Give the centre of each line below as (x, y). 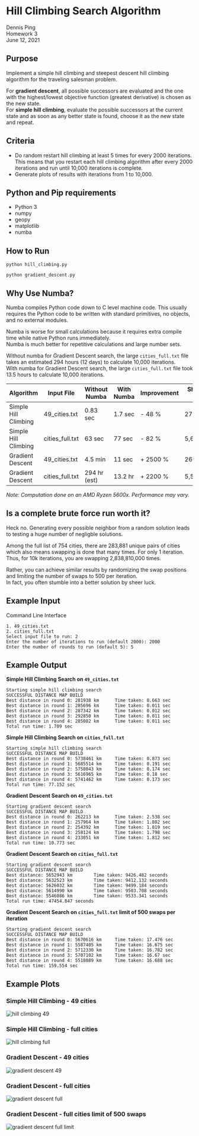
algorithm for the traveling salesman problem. (62, 79)
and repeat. (20, 122)
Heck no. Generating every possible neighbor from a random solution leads (98, 528)
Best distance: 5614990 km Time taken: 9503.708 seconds (87, 891)
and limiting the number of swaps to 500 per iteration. (72, 576)
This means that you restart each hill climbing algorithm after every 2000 (104, 161)
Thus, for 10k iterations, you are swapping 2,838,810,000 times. (84, 558)
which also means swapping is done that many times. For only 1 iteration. (95, 552)
